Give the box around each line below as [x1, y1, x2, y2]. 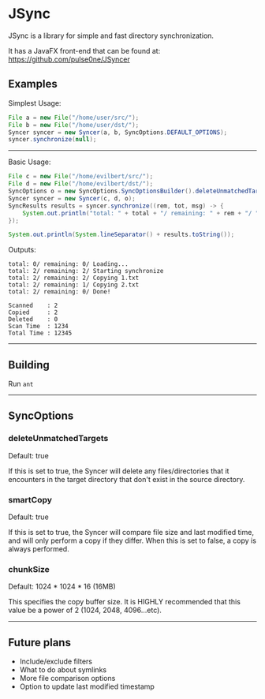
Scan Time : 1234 [8, 323, 69, 331]
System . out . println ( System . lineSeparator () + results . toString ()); [8, 230, 235, 239]
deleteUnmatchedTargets [8, 433, 109, 444]
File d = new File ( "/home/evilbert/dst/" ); [8, 180, 154, 188]
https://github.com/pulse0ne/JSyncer [8, 54, 130, 64]
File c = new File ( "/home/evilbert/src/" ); [8, 173, 154, 181]
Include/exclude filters [19, 656, 93, 667]
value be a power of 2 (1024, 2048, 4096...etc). [8, 605, 162, 615]
